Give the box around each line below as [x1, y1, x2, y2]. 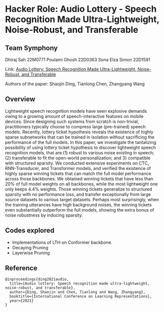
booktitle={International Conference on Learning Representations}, [9, 294, 152, 299]
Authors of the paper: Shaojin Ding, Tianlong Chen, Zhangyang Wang [5, 81, 145, 87]
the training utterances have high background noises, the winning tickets [5, 202, 152, 208]
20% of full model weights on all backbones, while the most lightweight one [5, 181, 158, 187]
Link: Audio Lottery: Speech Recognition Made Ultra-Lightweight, [5, 66, 137, 72]
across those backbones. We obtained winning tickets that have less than [5, 175, 153, 182]
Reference [5, 264, 38, 272]
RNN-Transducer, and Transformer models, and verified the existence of [5, 165, 151, 171]
